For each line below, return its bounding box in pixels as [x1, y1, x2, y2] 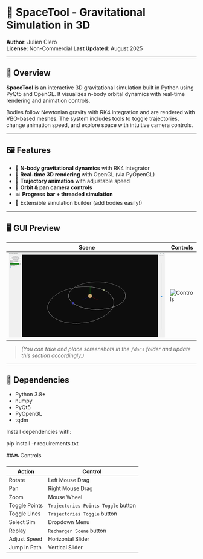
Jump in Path [8, 544, 42, 551]
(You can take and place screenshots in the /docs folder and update [21, 345, 192, 352]
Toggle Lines [8, 510, 41, 517]
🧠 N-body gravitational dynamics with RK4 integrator [14, 164, 150, 172]
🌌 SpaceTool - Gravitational [6, 5, 146, 19]
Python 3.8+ [14, 391, 47, 398]
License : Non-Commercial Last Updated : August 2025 [6, 45, 143, 52]
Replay [8, 527, 26, 534]
